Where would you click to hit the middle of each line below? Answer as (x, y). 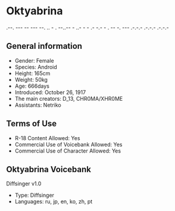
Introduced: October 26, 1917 (50, 92)
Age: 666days (32, 86)
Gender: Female (35, 60)
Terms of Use (32, 124)
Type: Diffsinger (35, 196)
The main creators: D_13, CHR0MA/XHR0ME (69, 98)
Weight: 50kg (31, 79)
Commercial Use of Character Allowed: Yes (68, 151)
